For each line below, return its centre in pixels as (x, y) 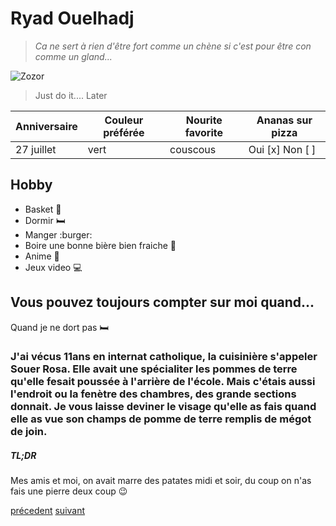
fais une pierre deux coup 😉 (69, 491)
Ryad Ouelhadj (72, 18)
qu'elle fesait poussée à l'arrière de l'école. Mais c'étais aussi (163, 382)
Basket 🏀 (43, 209)
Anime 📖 (42, 256)
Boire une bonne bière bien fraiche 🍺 (100, 245)
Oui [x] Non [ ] (282, 149)
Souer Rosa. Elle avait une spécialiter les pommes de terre (154, 369)
